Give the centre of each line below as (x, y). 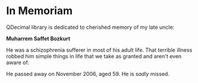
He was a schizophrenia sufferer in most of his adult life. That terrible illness (99, 50)
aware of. (18, 62)
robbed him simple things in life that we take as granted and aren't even (94, 56)
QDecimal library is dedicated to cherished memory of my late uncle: (90, 27)
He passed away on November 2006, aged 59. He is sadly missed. (88, 74)
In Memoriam (40, 11)
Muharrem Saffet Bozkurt (38, 38)
